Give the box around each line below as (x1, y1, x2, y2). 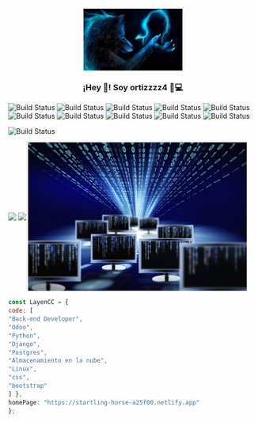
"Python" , (8, 332, 41, 340)
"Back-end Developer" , (8, 315, 83, 323)
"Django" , (8, 340, 41, 348)
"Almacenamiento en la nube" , (8, 357, 108, 365)
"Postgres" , (8, 348, 47, 356)
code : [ (8, 306, 34, 315)
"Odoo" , (8, 323, 34, 331)
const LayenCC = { (8, 298, 69, 306)
